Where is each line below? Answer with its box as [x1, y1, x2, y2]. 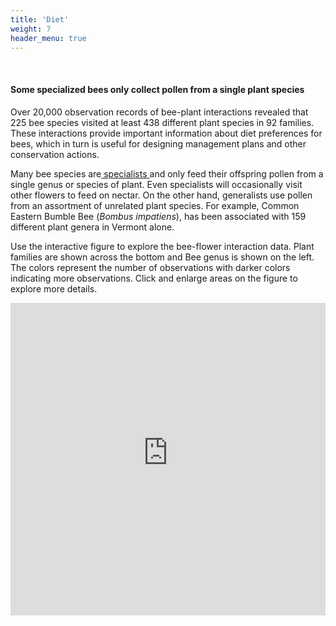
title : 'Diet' [10, 14, 70, 25]
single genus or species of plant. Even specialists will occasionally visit [10, 178, 303, 190]
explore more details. [10, 282, 98, 295]
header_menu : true [10, 33, 87, 43]
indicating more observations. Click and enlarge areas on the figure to [10, 272, 298, 284]
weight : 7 [10, 24, 52, 34]
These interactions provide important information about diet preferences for [10, 127, 323, 139]
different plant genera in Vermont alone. [10, 221, 175, 233]
